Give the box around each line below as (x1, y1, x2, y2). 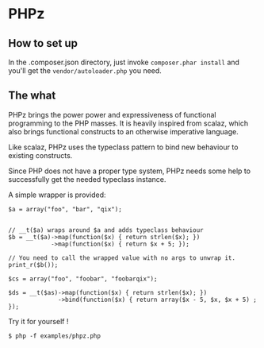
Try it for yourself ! (8, 316, 69, 326)
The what (8, 89, 56, 102)
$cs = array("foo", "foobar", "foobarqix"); (8, 275, 158, 283)
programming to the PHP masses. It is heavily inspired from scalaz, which (8, 118, 249, 128)
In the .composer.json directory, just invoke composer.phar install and (8, 57, 240, 67)
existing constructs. (8, 150, 73, 160)
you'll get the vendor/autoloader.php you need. (8, 66, 163, 75)
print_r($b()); (8, 261, 59, 269)
